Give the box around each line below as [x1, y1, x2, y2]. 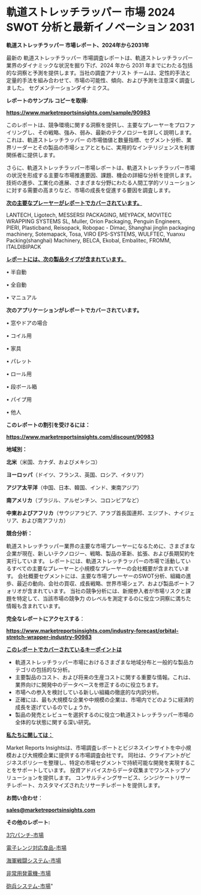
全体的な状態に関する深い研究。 [14, 718, 94, 726]
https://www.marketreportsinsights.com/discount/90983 [6, 433, 154, 440]
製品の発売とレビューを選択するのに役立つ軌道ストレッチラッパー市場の [14, 711, 194, 718]
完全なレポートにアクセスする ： [6, 615, 85, 622]
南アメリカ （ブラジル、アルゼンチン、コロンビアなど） [6, 496, 143, 504]
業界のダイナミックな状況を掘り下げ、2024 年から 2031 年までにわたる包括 [6, 61, 193, 69]
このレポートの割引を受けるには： [6, 421, 91, 428]
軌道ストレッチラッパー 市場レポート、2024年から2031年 [6, 41, 149, 49]
